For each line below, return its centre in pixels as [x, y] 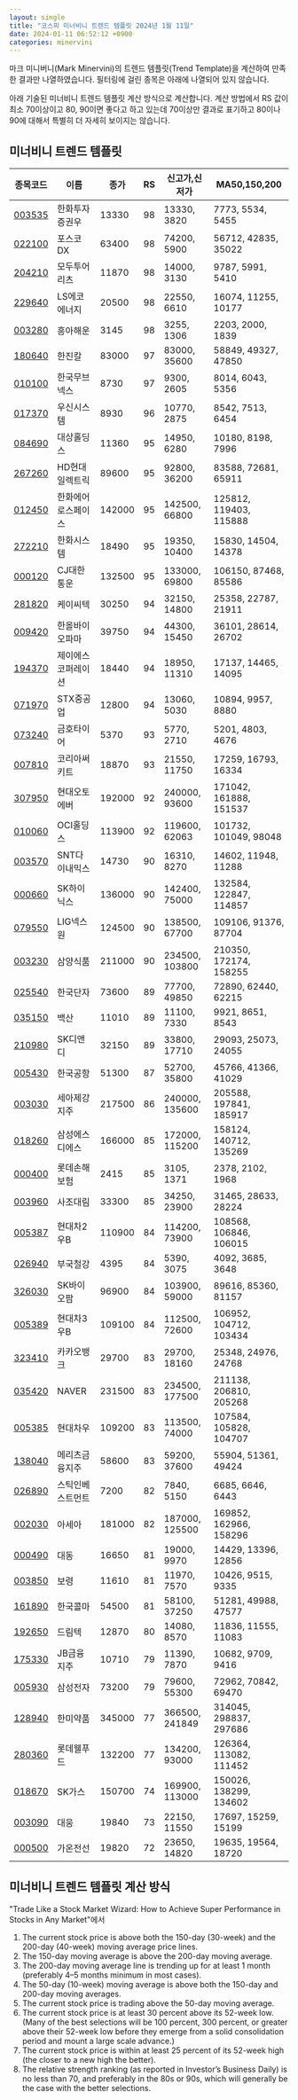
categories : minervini [51, 42]
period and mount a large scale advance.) [98, 2041]
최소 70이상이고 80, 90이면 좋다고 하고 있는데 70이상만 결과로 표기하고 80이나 [145, 110]
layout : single [37, 17]
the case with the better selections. [86, 2088]
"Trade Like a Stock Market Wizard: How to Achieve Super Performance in [145, 1908]
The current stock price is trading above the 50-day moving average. [148, 2003]
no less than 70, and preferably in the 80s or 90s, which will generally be [155, 2078]
